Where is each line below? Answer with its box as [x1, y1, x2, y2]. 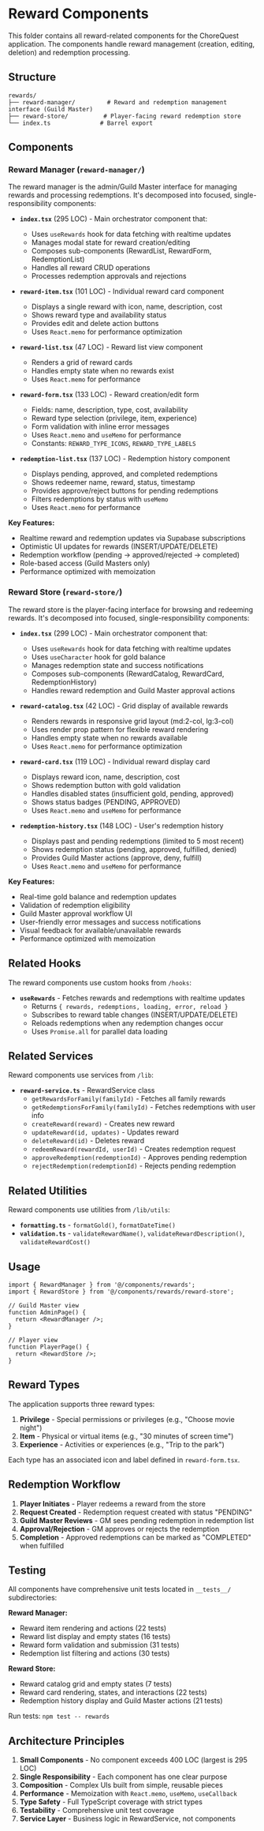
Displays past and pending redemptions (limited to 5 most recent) [31, 836, 244, 846]
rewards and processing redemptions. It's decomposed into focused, [8, 190, 232, 200]
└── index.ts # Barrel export [8, 119, 154, 127]
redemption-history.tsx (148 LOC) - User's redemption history [19, 820, 224, 830]
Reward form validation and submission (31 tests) [19, 1640, 180, 1650]
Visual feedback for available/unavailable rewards [19, 925, 181, 935]
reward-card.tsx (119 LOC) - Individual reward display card [19, 756, 210, 766]
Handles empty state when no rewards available [31, 733, 188, 742]
